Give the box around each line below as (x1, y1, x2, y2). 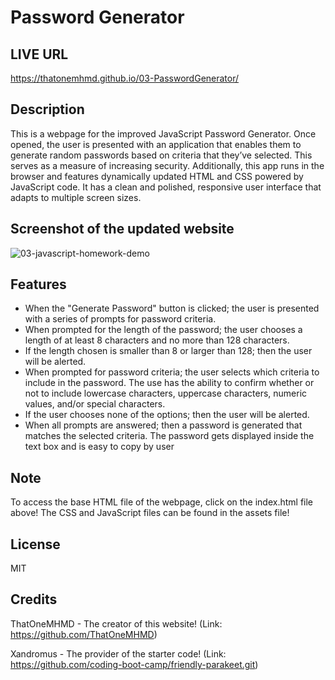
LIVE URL (10, 46, 69, 63)
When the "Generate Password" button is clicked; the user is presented (24, 302, 320, 315)
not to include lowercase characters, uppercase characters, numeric (24, 387, 308, 400)
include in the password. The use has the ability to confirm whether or (24, 377, 315, 389)
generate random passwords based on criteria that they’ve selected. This (10, 149, 313, 161)
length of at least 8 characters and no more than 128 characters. (24, 334, 290, 346)
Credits (10, 591, 58, 608)
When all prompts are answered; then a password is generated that (24, 419, 303, 431)
